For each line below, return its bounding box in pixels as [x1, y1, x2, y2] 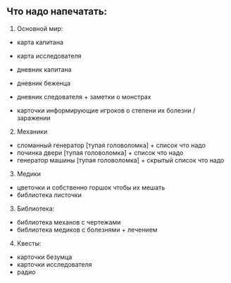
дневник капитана [16, 65, 72, 73]
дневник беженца [16, 79, 71, 87]
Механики [16, 127, 48, 136]
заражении [16, 113, 51, 122]
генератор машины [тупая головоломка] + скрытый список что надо [16, 156, 225, 164]
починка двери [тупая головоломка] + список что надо [16, 148, 184, 157]
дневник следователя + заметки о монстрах [16, 92, 151, 101]
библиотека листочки [16, 190, 82, 199]
